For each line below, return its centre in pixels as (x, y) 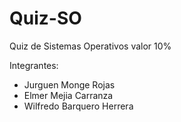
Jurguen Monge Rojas (69, 84)
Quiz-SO (45, 18)
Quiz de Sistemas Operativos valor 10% (90, 46)
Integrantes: (34, 65)
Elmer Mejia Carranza (68, 95)
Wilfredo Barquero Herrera (78, 106)
